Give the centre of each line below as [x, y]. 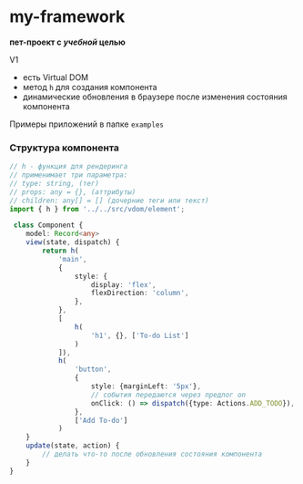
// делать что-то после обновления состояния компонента [152, 454]
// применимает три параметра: [69, 175]
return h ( [61, 251]
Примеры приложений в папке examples [86, 124]
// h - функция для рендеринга [69, 167]
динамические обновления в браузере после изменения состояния [155, 97]
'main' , [73, 259]
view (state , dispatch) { [73, 242]
